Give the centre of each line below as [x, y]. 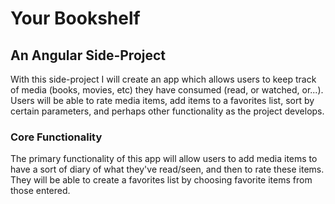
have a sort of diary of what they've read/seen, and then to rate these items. [167, 169]
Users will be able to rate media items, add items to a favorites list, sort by [162, 100]
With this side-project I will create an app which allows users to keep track [163, 79]
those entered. [40, 191]
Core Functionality [56, 137]
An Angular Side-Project [88, 55]
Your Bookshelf [75, 18]
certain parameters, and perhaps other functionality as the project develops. [167, 111]
